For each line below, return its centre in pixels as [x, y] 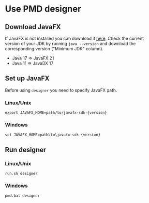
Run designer [26, 149]
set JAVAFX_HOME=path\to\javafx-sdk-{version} [53, 135]
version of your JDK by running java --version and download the [70, 44]
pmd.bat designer [22, 196]
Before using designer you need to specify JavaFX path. [61, 90]
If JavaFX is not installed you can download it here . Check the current [74, 38]
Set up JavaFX [27, 78]
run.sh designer [21, 174]
